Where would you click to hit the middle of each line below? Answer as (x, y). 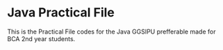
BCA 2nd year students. (41, 38)
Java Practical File (61, 13)
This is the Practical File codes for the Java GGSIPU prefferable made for (111, 32)
